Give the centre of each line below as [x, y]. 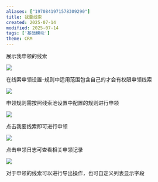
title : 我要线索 [24, 17]
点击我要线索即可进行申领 [37, 126]
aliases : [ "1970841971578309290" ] [48, 11]
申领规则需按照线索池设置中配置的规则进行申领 [62, 103]
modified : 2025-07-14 [32, 28]
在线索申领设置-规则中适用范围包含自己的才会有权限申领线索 [79, 79]
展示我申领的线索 [27, 56]
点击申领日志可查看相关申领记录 [44, 150]
